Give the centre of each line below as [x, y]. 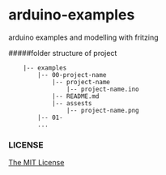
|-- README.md [75, 96]
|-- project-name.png [102, 110]
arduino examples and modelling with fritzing [83, 37]
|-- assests [72, 103]
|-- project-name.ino [102, 89]
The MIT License [36, 163]
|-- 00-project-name [72, 75]
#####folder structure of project [63, 53]
